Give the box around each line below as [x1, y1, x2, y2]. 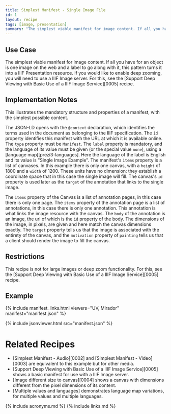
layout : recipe [5, 17, 38, 22]
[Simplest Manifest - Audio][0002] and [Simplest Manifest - [12, 355, 138, 361]
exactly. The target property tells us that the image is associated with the [5, 226, 159, 233]
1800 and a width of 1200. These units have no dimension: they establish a [5, 168, 161, 174]
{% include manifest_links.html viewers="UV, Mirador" [5, 305, 120, 311]
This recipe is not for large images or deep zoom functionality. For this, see [5, 266, 163, 272]
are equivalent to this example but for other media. [28, 361, 135, 367]
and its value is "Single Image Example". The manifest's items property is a [5, 157, 162, 163]
